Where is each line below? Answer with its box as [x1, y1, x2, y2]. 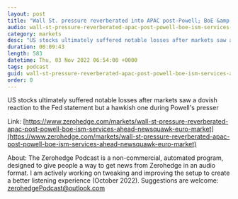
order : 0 [7, 76, 33, 84]
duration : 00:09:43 [7, 43, 65, 50]
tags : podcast [7, 63, 50, 70]
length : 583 [7, 50, 42, 58]
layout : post [7, 10, 46, 18]
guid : [7, 70, 23, 77]
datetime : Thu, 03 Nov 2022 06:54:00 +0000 [7, 57, 138, 64]
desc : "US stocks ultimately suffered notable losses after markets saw [7, 37, 227, 44]
